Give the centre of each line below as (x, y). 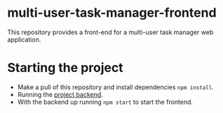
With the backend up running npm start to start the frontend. (105, 102)
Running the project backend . (60, 94)
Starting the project (66, 68)
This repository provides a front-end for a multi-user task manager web (110, 32)
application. (24, 39)
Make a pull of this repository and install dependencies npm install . (115, 87)
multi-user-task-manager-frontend (112, 13)
